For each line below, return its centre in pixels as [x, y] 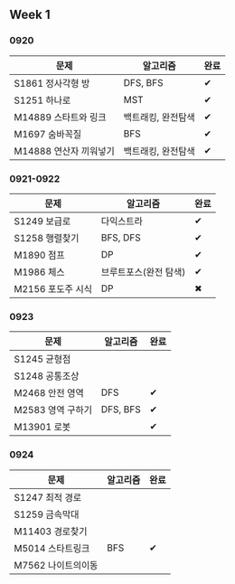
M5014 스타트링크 [52, 548]
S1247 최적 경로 [48, 497]
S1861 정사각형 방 [52, 83]
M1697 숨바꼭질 [48, 134]
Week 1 [30, 15]
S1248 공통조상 [47, 376]
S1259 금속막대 [47, 514]
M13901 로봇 [42, 427]
